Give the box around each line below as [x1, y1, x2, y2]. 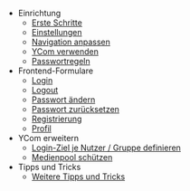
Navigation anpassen [31, 36, 110, 47]
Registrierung [31, 113, 82, 124]
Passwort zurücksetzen [31, 104, 120, 114]
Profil [31, 123, 52, 134]
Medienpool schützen [31, 152, 113, 162]
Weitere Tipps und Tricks [31, 171, 126, 182]
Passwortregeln [31, 56, 90, 66]
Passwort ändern [31, 94, 96, 105]
